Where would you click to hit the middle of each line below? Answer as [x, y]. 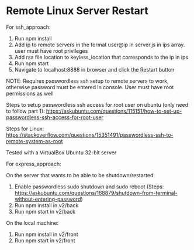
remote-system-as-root [34, 141]
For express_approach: [34, 164]
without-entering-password [48, 199]
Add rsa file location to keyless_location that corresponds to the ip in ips [101, 57]
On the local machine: [32, 223]
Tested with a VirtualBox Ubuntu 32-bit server [61, 152]
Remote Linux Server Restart [77, 11]
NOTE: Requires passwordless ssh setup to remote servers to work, [87, 81]
